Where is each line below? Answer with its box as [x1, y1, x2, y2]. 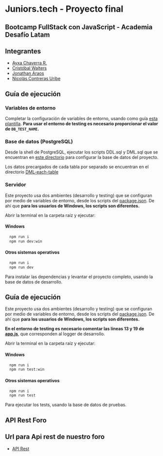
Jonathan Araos [12, 70, 44, 76]
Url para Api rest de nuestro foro [5, 433, 105, 441]
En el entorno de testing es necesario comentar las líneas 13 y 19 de [5, 326, 145, 332]
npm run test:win [9, 367, 45, 372]
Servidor [5, 181, 26, 188]
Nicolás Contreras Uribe [12, 76, 61, 82]
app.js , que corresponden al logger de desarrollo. [5, 331, 105, 337]
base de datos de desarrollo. [5, 279, 63, 284]
